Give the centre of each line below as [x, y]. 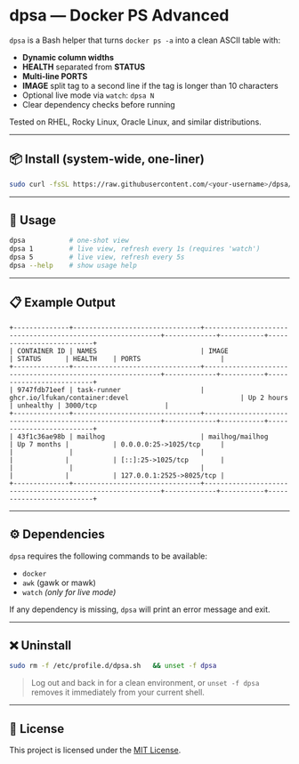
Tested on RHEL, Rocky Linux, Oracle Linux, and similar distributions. [136, 122]
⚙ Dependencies [57, 535]
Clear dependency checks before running [98, 104]
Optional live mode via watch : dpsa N [88, 95]
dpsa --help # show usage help [73, 266]
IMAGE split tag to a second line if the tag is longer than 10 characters [150, 85]
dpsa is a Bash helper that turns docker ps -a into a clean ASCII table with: [145, 40]
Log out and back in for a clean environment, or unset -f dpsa [145, 683]
